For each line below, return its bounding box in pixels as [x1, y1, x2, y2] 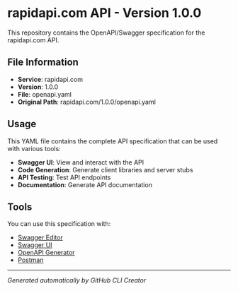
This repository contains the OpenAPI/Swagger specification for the [7, 28, 205, 37]
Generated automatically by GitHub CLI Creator [7, 276, 147, 285]
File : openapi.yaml [17, 90, 72, 98]
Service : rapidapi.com [17, 75, 84, 83]
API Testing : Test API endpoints [17, 173, 111, 182]
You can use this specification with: [7, 220, 111, 228]
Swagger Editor [17, 233, 64, 242]
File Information [7, 57, 79, 69]
